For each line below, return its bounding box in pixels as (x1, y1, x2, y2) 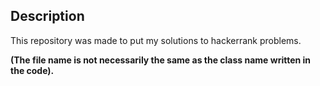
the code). (10, 64, 55, 76)
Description (10, 8, 85, 25)
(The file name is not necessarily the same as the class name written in (10, 54, 312, 66)
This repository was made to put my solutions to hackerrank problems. (10, 34, 302, 46)
